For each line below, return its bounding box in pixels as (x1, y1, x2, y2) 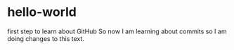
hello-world (7, 4, 77, 20)
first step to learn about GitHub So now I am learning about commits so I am (7, 27, 227, 35)
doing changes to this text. (7, 34, 84, 42)
